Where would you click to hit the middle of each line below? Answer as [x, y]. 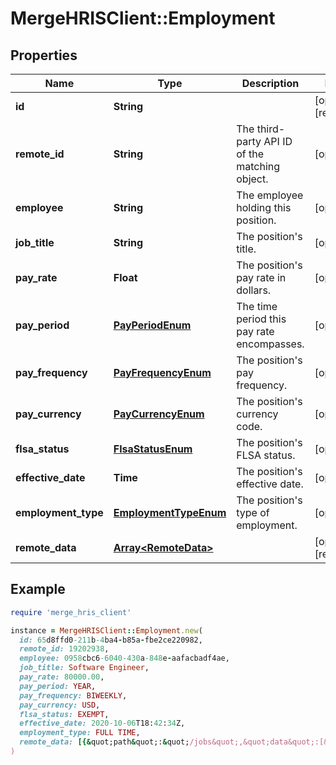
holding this [264, 207]
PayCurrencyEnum [159, 414]
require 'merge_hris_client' [71, 612]
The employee [270, 195]
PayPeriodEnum [152, 325]
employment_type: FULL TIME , [80, 733]
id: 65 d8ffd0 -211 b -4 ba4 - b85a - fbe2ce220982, [111, 640]
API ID [278, 141]
